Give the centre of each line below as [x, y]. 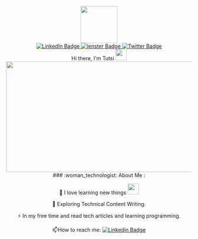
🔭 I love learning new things [93, 192]
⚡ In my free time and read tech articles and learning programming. [99, 216]
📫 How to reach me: [77, 230]
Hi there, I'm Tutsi [93, 58]
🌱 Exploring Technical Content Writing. [99, 204]
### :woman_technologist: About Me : [99, 175]
